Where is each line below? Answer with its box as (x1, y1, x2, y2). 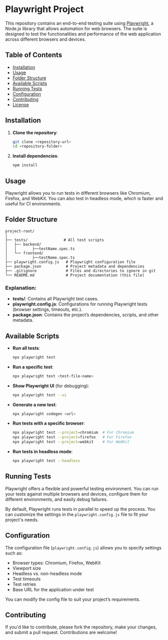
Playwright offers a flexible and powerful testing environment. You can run (5, 486, 159, 492)
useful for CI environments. (5, 201, 62, 207)
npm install (12, 163, 38, 168)
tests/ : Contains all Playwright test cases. (12, 296, 99, 302)
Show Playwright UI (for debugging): (12, 382, 89, 388)
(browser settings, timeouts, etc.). (12, 306, 83, 312)
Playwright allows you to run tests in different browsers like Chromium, (5, 190, 151, 196)
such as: (5, 550, 23, 556)
